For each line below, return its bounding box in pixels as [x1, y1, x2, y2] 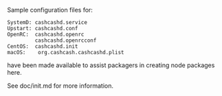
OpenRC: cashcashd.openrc [7, 31, 85, 38]
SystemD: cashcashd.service [7, 19, 88, 26]
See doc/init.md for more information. [7, 82, 113, 90]
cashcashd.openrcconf [34, 37, 97, 44]
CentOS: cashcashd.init [7, 43, 78, 50]
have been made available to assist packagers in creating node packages [7, 61, 215, 69]
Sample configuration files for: [7, 6, 93, 14]
